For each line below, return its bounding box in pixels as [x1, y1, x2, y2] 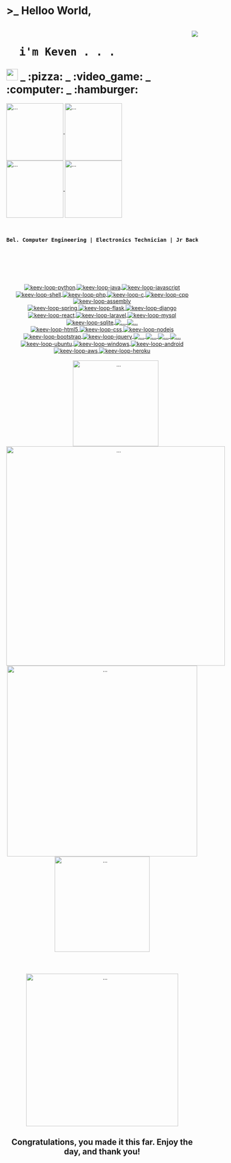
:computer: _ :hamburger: [6, 83, 139, 96]
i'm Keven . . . [19, 45, 115, 59]
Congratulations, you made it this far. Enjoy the [11, 1137, 193, 1147]
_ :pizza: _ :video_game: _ [20, 70, 151, 84]
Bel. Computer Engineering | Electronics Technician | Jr [6, 236, 183, 244]
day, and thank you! [63, 1146, 141, 1157]
